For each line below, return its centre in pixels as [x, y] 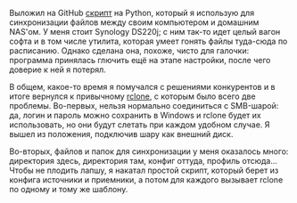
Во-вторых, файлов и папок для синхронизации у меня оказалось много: [149, 151]
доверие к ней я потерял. [58, 69]
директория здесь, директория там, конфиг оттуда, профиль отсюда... [144, 161]
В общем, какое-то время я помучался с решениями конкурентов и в [142, 87]
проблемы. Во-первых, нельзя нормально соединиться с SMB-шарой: [144, 106]
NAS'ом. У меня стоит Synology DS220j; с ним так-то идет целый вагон [145, 32]
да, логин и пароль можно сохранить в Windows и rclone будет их [135, 115]
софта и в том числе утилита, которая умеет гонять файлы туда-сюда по [148, 41]
